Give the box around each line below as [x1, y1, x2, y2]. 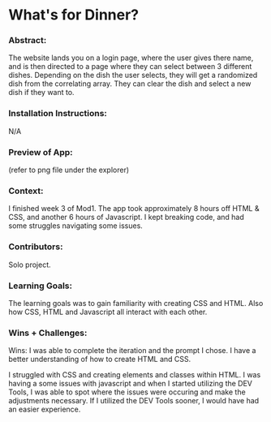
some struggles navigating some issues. [8, 221, 144, 230]
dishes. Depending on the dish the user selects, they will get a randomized [8, 71, 258, 80]
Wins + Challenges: [8, 327, 88, 338]
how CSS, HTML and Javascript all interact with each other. [8, 307, 208, 316]
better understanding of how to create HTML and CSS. [8, 355, 191, 364]
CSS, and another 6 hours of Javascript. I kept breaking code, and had [8, 213, 245, 222]
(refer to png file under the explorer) [8, 165, 130, 175]
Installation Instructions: [8, 108, 108, 119]
